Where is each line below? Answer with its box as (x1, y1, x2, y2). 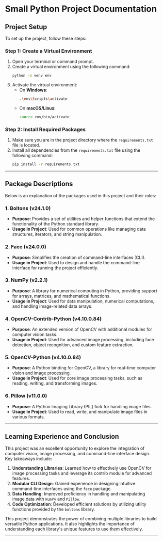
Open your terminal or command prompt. (12, 59, 94, 64)
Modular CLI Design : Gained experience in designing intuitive (12, 480, 136, 486)
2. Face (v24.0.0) (5, 243, 47, 250)
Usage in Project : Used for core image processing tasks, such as (12, 375, 143, 381)
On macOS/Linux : (19, 105, 56, 111)
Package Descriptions (5, 180, 73, 188)
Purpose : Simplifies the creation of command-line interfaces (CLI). (12, 255, 146, 260)
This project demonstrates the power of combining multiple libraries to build (5, 515, 157, 522)
